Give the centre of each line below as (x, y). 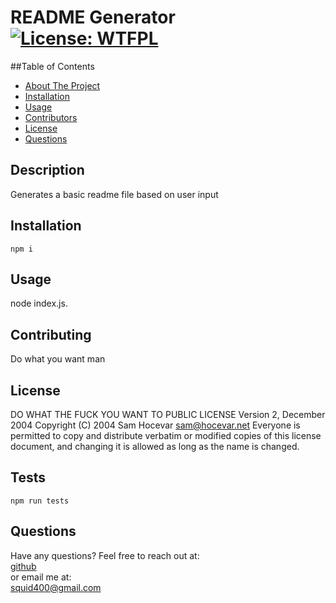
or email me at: (41, 577)
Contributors (51, 117)
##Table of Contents (52, 66)
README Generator (93, 17)
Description (47, 170)
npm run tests (40, 501)
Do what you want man (58, 359)
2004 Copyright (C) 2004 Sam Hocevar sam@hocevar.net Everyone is (155, 425)
